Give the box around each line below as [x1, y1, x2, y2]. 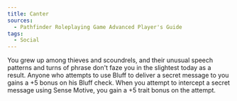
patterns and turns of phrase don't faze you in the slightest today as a [7, 64, 211, 72]
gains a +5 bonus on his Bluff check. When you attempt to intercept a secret [7, 78, 231, 87]
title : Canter [7, 10, 50, 18]
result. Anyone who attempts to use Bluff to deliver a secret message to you [7, 71, 229, 80]
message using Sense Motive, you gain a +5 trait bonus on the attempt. [7, 86, 216, 95]
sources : [7, 17, 33, 24]
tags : [7, 30, 23, 37]
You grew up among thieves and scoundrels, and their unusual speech [7, 56, 214, 64]
